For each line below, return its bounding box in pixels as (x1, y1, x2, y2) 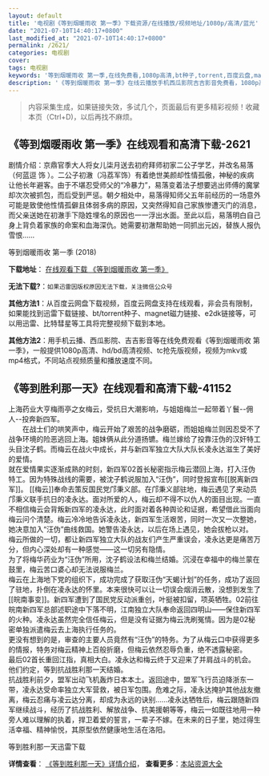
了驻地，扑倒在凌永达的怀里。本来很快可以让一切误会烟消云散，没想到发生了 (8, 584, 261, 594)
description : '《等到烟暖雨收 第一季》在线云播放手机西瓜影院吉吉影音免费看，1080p (8, 79, 259, 87)
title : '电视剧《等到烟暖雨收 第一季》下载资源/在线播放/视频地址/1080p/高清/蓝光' (8, 19, 259, 27)
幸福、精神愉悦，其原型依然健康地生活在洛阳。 (14, 725, 170, 734)
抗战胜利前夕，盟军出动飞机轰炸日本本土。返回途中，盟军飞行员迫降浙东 (8, 675, 247, 685)
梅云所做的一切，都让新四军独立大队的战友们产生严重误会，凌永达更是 (8, 535, 240, 544)
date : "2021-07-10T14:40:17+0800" (8, 26, 124, 34)
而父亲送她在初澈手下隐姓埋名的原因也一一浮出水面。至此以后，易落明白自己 (8, 210, 261, 220)
